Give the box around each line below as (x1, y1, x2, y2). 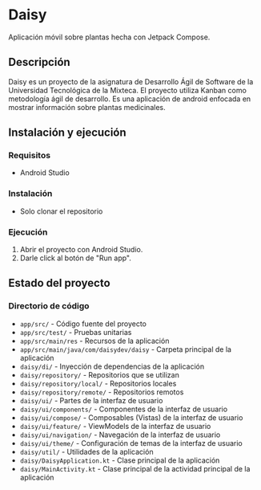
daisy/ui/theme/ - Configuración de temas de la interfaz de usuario (19, 438, 243, 447)
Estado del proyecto (8, 276, 110, 290)
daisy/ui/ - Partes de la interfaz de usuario (19, 395, 163, 405)
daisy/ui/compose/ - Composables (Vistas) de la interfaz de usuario (19, 412, 243, 423)
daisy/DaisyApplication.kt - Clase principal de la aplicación (19, 455, 220, 465)
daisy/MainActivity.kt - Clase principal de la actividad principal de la (19, 463, 251, 473)
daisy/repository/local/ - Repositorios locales (19, 378, 177, 388)
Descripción (8, 55, 70, 69)
